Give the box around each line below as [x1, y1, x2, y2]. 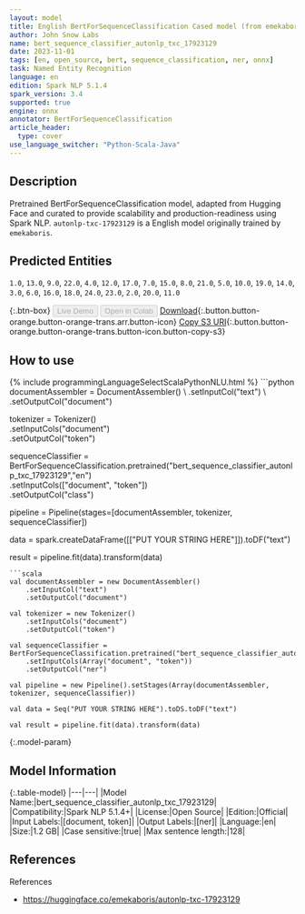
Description [9, 174, 77, 189]
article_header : [9, 124, 71, 133]
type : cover [17, 132, 64, 141]
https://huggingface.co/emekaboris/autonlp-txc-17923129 [22, 893, 241, 905]
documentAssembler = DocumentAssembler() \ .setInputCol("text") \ [9, 387, 267, 397]
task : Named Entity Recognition [9, 65, 132, 74]
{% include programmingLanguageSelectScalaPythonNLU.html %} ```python [9, 377, 295, 387]
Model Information [9, 763, 117, 778]
